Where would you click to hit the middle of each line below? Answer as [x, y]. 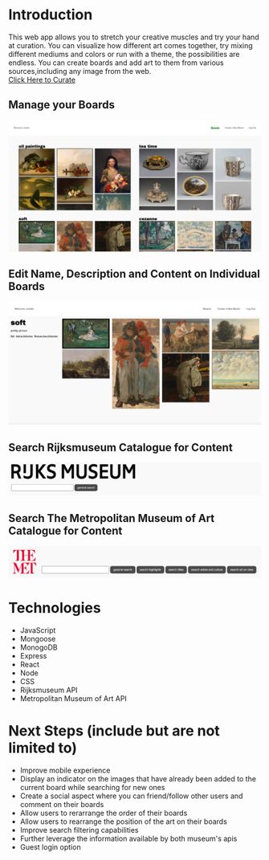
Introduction [51, 15]
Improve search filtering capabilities [79, 830]
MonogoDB [39, 647]
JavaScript [38, 630]
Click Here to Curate [42, 79]
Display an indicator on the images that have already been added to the [138, 779]
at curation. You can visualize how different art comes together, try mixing [130, 45]
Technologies [55, 608]
